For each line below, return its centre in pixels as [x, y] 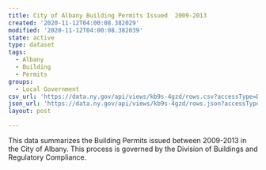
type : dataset [32, 45]
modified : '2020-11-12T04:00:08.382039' [76, 30]
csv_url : [23, 96]
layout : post [30, 111]
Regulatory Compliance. [47, 157]
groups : [21, 81]
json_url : [25, 104]
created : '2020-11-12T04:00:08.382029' [74, 23]
